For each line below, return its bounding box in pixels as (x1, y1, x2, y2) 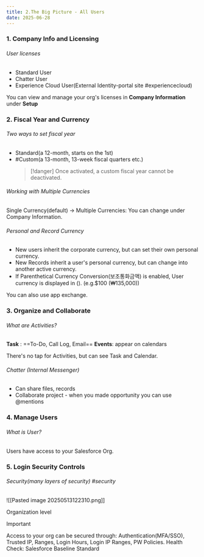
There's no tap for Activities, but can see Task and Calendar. (6, 352, 158, 360)
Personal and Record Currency (6, 227, 84, 235)
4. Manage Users (6, 413, 58, 422)
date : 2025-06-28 (6, 15, 51, 21)
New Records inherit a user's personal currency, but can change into (15, 259, 188, 266)
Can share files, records (15, 385, 76, 392)
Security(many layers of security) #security (6, 478, 116, 485)
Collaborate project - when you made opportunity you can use (15, 391, 172, 399)
